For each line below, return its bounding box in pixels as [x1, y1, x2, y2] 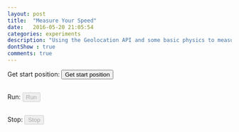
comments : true [7, 50, 53, 57]
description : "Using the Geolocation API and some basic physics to [7, 37, 215, 44]
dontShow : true [7, 43, 55, 50]
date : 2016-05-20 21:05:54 [7, 23, 94, 31]
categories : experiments [7, 30, 81, 38]
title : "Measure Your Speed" [7, 17, 97, 24]
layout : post [7, 10, 46, 18]
